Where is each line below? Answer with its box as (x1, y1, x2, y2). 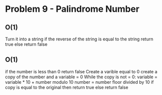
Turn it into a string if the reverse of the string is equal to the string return (5, 36, 154, 42)
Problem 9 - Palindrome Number (5, 3, 139, 15)
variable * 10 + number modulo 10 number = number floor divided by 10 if (5, 79, 154, 85)
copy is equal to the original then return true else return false (5, 84, 129, 90)
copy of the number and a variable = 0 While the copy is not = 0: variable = (5, 74, 158, 80)
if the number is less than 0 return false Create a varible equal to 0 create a (5, 68, 158, 74)
